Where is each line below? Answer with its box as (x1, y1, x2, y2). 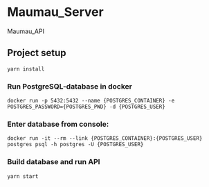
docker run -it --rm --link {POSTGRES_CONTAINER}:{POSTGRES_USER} (7, 135, 203, 142)
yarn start (7, 172, 39, 180)
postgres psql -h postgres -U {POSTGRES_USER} (7, 141, 144, 148)
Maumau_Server (7, 4, 104, 20)
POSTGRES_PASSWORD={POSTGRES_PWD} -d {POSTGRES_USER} (7, 103, 166, 111)
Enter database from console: (7, 119, 109, 129)
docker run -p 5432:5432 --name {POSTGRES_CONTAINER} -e (7, 98, 175, 105)
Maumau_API (7, 27, 45, 35)
